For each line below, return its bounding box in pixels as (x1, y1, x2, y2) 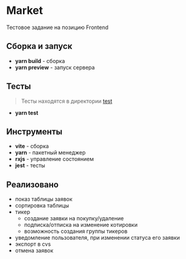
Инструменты (6, 126, 63, 137)
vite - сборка (14, 143, 50, 150)
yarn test (14, 109, 39, 116)
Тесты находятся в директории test (21, 97, 113, 105)
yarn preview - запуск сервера (14, 64, 95, 71)
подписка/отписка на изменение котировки (24, 221, 138, 229)
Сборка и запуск (6, 41, 72, 51)
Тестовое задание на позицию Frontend (6, 24, 109, 31)
